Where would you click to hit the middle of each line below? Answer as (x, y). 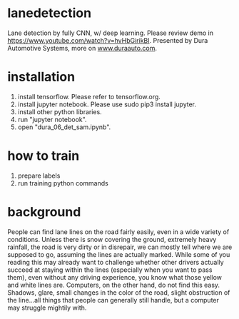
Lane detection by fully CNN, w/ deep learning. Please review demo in (111, 33)
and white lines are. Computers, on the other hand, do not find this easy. (113, 285)
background (44, 212)
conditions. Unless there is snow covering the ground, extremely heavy (112, 239)
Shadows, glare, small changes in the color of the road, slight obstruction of (119, 292)
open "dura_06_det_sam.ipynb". (64, 127)
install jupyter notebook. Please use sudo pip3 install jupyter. (107, 104)
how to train (44, 156)
